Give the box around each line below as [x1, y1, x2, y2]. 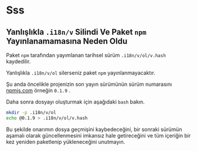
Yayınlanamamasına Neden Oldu [6, 36, 128, 46]
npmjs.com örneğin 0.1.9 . [6, 87, 70, 94]
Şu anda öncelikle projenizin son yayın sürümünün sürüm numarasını [6, 80, 172, 88]
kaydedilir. [6, 58, 31, 65]
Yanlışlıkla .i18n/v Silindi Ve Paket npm [6, 27, 147, 37]
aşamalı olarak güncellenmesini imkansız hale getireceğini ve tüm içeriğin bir [6, 132, 191, 139]
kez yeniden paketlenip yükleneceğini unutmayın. [6, 138, 125, 145]
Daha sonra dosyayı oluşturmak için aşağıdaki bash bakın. [6, 98, 145, 105]
